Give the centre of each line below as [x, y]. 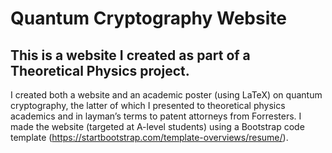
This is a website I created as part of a [130, 55]
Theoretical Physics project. [100, 70]
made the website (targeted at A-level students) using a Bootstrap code [157, 126]
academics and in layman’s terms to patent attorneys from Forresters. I [156, 116]
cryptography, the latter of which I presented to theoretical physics [148, 105]
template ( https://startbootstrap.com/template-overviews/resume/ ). [149, 137]
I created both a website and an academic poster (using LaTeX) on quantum [166, 95]
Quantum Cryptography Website [148, 18]
